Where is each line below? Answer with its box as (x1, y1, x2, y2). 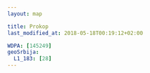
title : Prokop (7, 22, 49, 30)
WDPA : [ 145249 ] (7, 42, 52, 49)
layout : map (7, 10, 42, 18)
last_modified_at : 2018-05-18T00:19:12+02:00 (7, 29, 143, 36)
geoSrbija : (7, 48, 39, 56)
